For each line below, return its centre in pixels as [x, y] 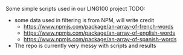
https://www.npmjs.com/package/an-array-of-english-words [99, 33]
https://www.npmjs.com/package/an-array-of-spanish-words [100, 39]
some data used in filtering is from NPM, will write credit [84, 20]
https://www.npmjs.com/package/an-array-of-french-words [98, 27]
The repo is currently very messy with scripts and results [85, 45]
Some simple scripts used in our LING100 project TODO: [75, 9]
